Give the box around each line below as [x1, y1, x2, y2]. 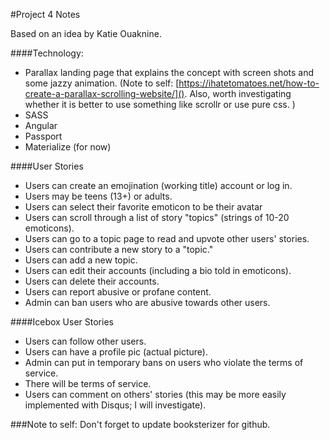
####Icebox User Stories [10, 316, 114, 328]
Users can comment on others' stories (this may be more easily [24, 389, 287, 400]
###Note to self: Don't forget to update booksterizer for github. [10, 419, 271, 430]
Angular [24, 120, 58, 131]
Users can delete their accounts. [24, 275, 160, 287]
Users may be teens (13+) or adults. [24, 190, 173, 202]
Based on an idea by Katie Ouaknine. [10, 28, 162, 39]
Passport [24, 130, 63, 142]
